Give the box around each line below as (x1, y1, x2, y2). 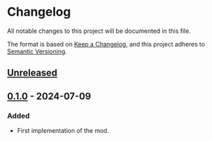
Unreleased (7, 67, 58, 79)
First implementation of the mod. (16, 127, 109, 135)
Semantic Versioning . (7, 47, 67, 55)
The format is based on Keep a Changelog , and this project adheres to (7, 40, 205, 48)
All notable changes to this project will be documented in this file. (7, 27, 191, 35)
